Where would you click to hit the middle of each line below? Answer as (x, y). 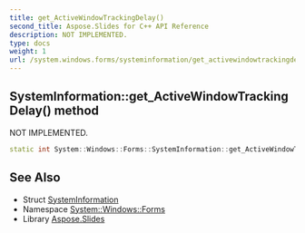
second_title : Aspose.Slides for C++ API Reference (109, 26)
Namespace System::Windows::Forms (94, 209)
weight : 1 (28, 52)
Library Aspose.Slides (64, 218)
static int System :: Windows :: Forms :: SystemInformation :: (119, 149)
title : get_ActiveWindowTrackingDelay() (87, 18)
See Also (35, 178)
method (77, 111)
